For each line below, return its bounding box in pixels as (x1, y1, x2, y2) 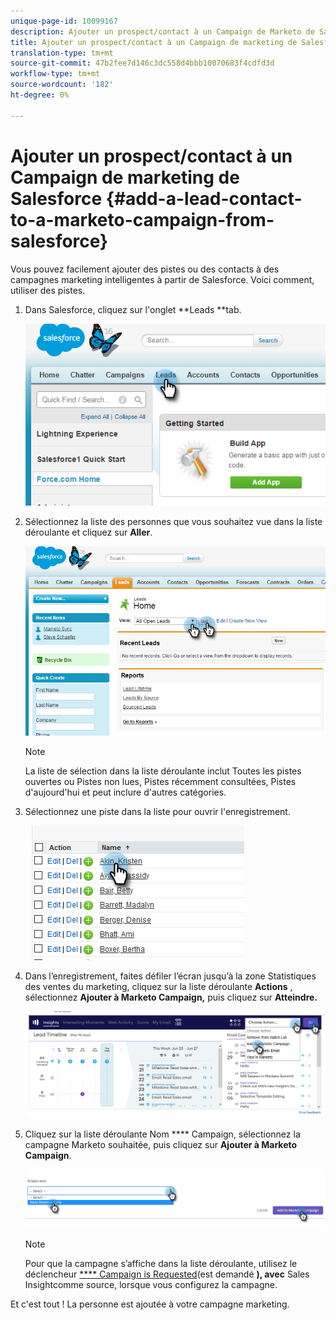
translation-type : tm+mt (10, 48, 114, 58)
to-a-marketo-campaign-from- (10, 208, 275, 231)
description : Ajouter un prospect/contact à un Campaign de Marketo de (10, 26, 315, 37)
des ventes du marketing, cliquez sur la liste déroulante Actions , (24, 981, 293, 993)
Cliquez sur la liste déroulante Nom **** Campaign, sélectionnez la (24, 1128, 301, 1140)
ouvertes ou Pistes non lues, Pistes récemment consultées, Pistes (24, 776, 297, 788)
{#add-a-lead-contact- (105, 187, 303, 210)
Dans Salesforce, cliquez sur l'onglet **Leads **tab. (24, 303, 242, 315)
